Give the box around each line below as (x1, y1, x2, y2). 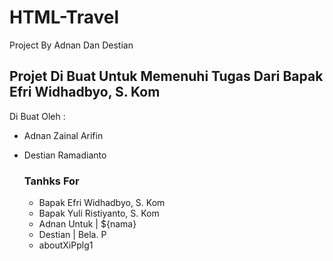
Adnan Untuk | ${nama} (38, 218, 137, 230)
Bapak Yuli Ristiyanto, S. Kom (38, 207, 160, 220)
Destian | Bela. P (38, 229, 107, 241)
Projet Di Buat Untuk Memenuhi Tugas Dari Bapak (9, 68, 324, 85)
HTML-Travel (9, 6, 120, 29)
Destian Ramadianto (23, 149, 107, 161)
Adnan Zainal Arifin (23, 129, 104, 141)
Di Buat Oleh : (9, 110, 66, 122)
